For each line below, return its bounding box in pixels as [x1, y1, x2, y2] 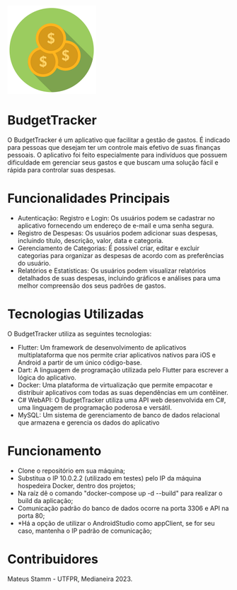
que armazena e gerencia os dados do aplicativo [17, 418, 161, 427]
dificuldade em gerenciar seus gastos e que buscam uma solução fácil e [7, 158, 219, 167]
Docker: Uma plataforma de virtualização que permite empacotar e [17, 380, 214, 389]
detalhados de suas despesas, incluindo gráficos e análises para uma [17, 273, 221, 282]
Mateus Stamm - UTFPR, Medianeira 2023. [7, 574, 133, 583]
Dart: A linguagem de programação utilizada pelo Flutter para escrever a [17, 365, 229, 374]
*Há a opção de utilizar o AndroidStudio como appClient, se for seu [17, 519, 215, 527]
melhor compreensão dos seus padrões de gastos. [17, 281, 166, 290]
